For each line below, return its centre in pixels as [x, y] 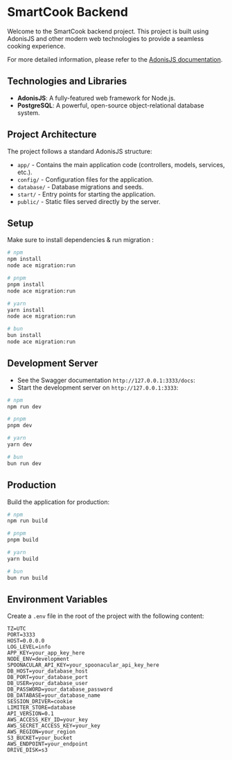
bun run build [28, 578]
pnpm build [23, 540]
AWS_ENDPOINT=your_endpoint [48, 744]
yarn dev [20, 444]
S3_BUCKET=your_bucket [40, 738]
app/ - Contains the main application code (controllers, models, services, [121, 164]
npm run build [28, 521]
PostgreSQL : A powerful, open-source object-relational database [110, 105]
